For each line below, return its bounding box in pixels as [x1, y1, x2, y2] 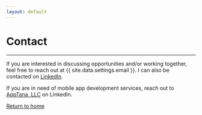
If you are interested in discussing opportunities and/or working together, [6, 60, 188, 67]
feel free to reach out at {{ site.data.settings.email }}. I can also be [6, 66, 170, 74]
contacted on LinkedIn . [6, 72, 63, 80]
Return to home [6, 102, 45, 110]
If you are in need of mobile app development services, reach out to [6, 84, 174, 92]
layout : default [6, 8, 47, 15]
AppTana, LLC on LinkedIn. [6, 90, 73, 98]
